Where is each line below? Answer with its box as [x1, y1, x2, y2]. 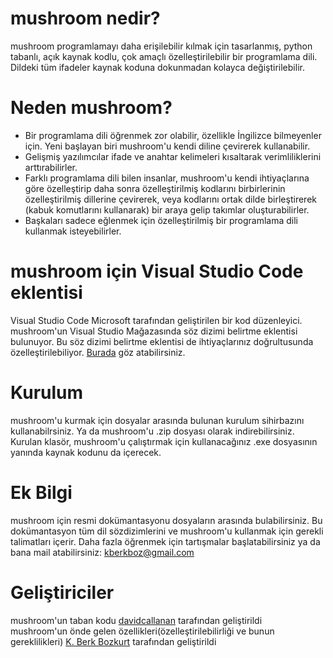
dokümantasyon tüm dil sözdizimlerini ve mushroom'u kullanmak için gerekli [10, 525, 324, 537]
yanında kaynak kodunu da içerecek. [10, 446, 162, 458]
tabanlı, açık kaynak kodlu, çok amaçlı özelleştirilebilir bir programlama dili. [10, 50, 318, 62]
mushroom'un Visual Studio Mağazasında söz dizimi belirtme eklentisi [10, 325, 298, 337]
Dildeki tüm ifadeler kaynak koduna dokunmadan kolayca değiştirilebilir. [10, 61, 305, 73]
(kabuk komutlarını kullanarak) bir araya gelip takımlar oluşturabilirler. [24, 203, 310, 216]
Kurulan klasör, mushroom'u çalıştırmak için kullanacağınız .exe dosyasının [10, 435, 318, 447]
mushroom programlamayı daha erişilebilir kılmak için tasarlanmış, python [10, 40, 313, 52]
